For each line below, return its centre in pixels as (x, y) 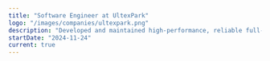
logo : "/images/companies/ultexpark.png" (79, 23)
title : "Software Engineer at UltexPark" (79, 15)
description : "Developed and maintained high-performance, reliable (125, 30)
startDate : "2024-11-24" (50, 38)
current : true (32, 45)
